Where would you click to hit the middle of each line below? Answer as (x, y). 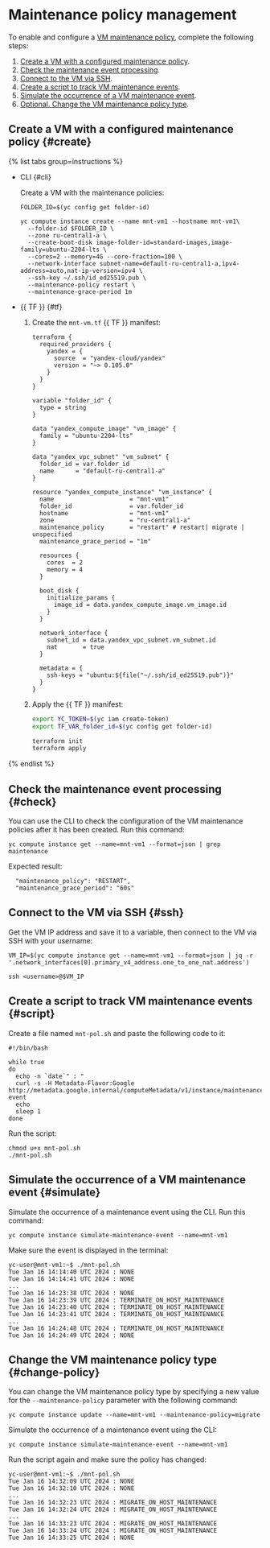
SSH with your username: (51, 940)
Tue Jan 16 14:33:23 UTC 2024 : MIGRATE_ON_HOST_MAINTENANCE (113, 1524)
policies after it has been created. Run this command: (96, 830)
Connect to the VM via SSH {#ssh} (96, 912)
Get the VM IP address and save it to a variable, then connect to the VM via (133, 932)
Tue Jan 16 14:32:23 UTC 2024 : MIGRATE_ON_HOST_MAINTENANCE (113, 1503)
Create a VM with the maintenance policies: (92, 192)
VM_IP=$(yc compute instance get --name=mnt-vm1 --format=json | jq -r (131, 956)
